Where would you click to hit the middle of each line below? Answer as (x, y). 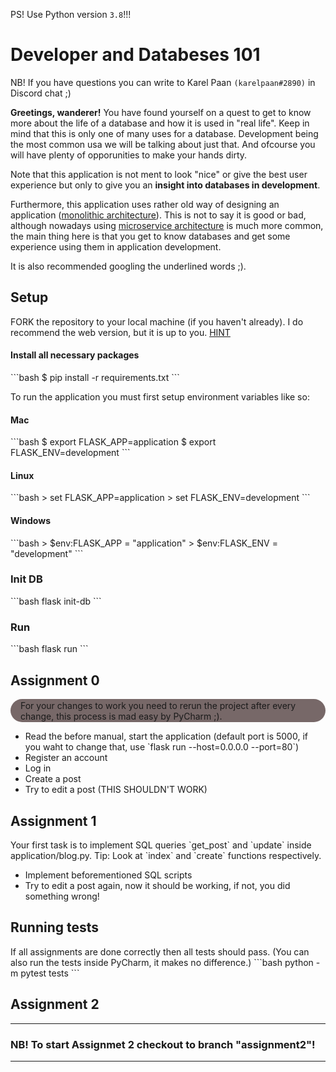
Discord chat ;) (41, 93)
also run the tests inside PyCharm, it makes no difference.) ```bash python (162, 962)
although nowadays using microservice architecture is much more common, (167, 225)
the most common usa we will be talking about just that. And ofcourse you (163, 144)
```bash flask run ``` (49, 649)
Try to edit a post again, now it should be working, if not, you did (157, 885)
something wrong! (62, 896)
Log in (38, 768)
